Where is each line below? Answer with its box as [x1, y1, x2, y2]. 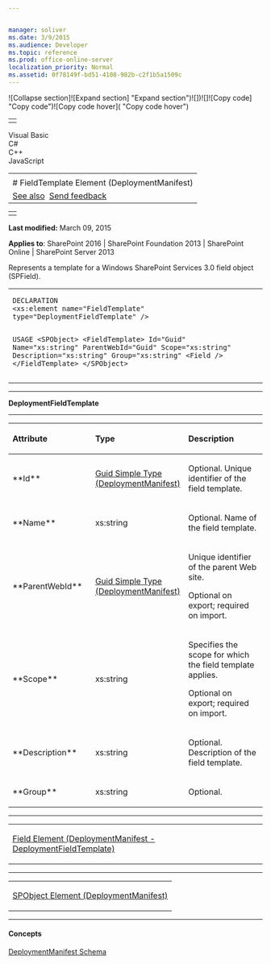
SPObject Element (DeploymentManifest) [12, 890, 169, 901]
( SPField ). [8, 271, 41, 280]
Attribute [12, 433, 48, 444]
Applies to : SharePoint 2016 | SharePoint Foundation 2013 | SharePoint [8, 239, 244, 248]
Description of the [188, 746, 256, 758]
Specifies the [188, 638, 238, 650]
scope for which [188, 649, 250, 660]
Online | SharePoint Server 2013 [8, 247, 115, 256]
